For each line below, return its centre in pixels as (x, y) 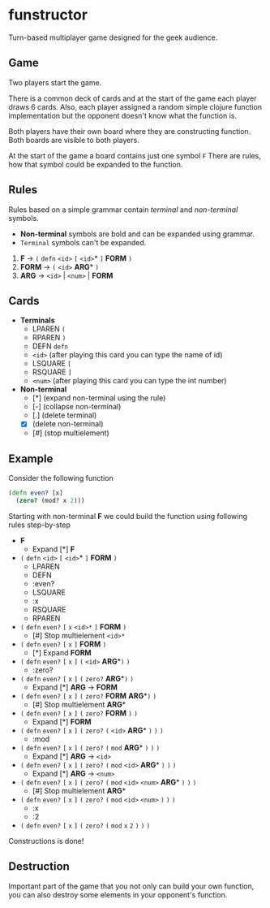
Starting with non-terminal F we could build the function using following (128, 516)
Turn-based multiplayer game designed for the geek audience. (113, 37)
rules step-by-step (40, 525)
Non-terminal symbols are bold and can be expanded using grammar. (137, 234)
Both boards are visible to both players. (74, 140)
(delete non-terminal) (68, 424)
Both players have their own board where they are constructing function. (130, 131)
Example (31, 458)
